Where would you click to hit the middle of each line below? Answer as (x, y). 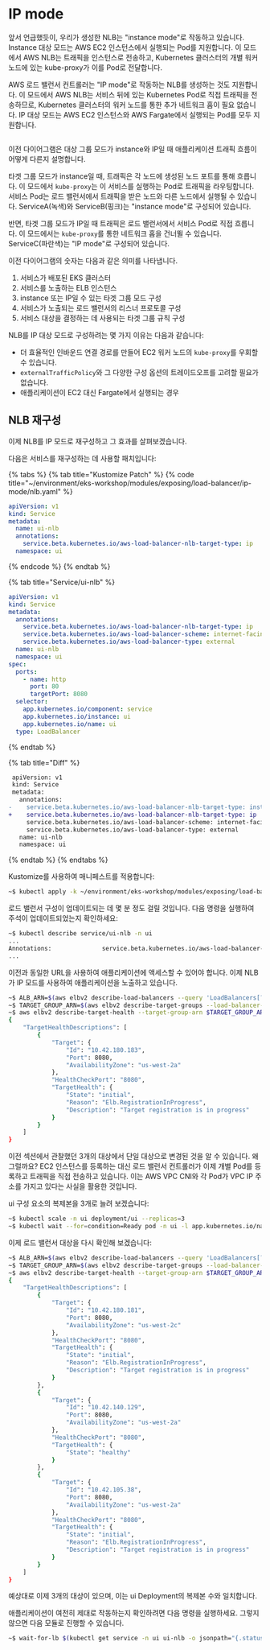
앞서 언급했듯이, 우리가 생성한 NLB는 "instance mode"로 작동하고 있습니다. (127, 37)
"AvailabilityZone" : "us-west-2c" (123, 1325)
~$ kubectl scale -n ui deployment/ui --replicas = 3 (96, 1219)
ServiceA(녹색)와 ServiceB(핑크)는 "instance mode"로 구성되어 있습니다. (135, 206)
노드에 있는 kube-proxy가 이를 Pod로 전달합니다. (86, 67)
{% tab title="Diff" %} (44, 762)
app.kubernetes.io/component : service (88, 709)
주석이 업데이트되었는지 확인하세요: (63, 918)
